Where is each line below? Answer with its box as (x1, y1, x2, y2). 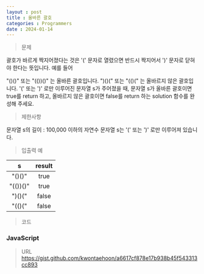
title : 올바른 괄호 (6, 15, 52, 21)
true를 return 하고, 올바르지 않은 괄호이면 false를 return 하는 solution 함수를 (6, 92, 189, 100)
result (35, 161, 53, 170)
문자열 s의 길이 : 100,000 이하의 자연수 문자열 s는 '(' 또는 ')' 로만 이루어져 (6, 126, 181, 133)
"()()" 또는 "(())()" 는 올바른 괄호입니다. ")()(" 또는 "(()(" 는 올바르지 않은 (6, 77, 178, 84)
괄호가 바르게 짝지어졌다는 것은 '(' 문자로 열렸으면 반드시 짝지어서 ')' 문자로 (6, 56, 184, 64)
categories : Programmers (6, 20, 72, 26)
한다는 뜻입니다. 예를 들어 (12, 64, 73, 72)
